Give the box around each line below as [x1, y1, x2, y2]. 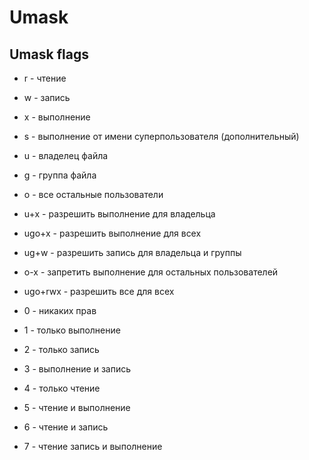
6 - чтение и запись [23, 421, 109, 433]
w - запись [23, 92, 71, 103]
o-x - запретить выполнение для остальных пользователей [23, 266, 279, 278]
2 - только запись [23, 344, 100, 355]
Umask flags [9, 46, 89, 63]
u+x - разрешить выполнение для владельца [23, 208, 216, 220]
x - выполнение [23, 111, 91, 123]
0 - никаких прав [23, 305, 97, 316]
